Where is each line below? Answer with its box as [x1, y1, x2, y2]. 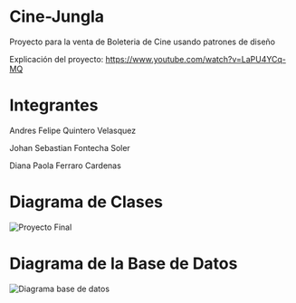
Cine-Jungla [9, 6, 105, 27]
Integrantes [9, 95, 99, 116]
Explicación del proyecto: [9, 53, 104, 64]
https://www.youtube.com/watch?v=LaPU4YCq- [105, 53, 287, 64]
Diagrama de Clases [9, 192, 164, 213]
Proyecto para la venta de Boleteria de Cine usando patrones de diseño [9, 36, 276, 47]
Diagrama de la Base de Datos [9, 253, 238, 273]
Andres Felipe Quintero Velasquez [9, 125, 137, 136]
